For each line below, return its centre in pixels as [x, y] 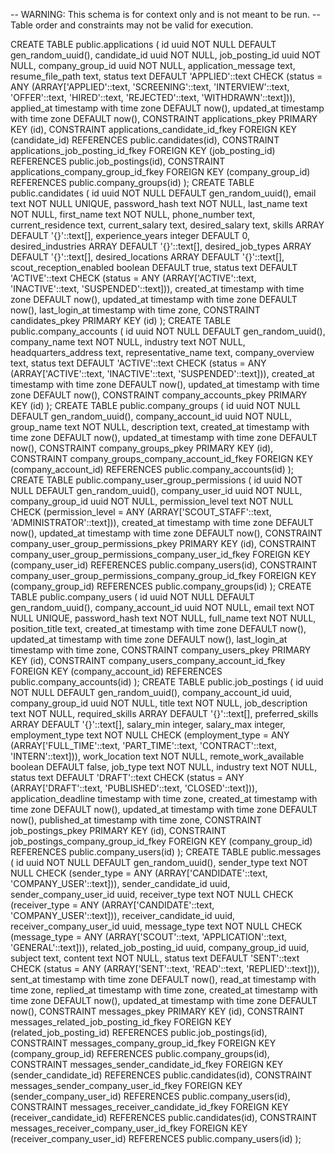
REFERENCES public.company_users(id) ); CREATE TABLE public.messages [166, 852]
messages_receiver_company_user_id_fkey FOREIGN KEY [129, 1128]
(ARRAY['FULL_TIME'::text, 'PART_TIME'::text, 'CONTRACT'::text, [143, 745]
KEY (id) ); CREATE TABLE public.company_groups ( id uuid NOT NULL [155, 405]
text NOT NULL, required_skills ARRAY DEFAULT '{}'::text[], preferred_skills [164, 713]
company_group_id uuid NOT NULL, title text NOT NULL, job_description [159, 703]
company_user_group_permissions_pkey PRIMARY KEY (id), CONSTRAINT [163, 543]
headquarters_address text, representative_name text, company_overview [162, 352]
